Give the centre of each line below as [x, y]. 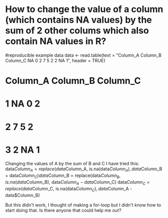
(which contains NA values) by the [79, 20]
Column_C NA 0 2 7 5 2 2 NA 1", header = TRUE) [55, 60]
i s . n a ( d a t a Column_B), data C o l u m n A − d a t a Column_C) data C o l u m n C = [77, 183]
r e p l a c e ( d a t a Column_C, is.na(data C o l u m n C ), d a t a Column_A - [69, 189]
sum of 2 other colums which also [77, 31]
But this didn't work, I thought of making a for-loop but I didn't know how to [83, 205]
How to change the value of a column [84, 9]
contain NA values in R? [56, 41]
